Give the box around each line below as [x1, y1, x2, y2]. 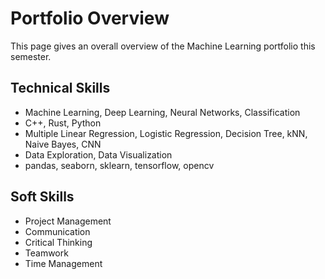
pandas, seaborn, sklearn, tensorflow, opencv [24, 159, 215, 171]
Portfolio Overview [10, 7, 170, 30]
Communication [24, 225, 91, 237]
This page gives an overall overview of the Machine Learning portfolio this [10, 40, 316, 52]
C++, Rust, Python [24, 117, 102, 129]
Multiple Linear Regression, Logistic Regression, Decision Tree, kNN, [24, 127, 308, 139]
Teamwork [24, 247, 69, 259]
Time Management [24, 257, 103, 269]
